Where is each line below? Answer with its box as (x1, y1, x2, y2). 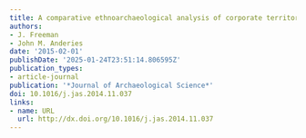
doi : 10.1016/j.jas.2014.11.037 (9, 89, 132, 98)
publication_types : (9, 64, 84, 74)
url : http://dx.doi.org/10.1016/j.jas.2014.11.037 (17, 114, 214, 123)
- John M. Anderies (9, 38, 84, 48)
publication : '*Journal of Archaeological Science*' (9, 81, 214, 90)
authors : (9, 22, 43, 31)
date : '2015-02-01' (9, 47, 84, 56)
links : (9, 97, 35, 107)
